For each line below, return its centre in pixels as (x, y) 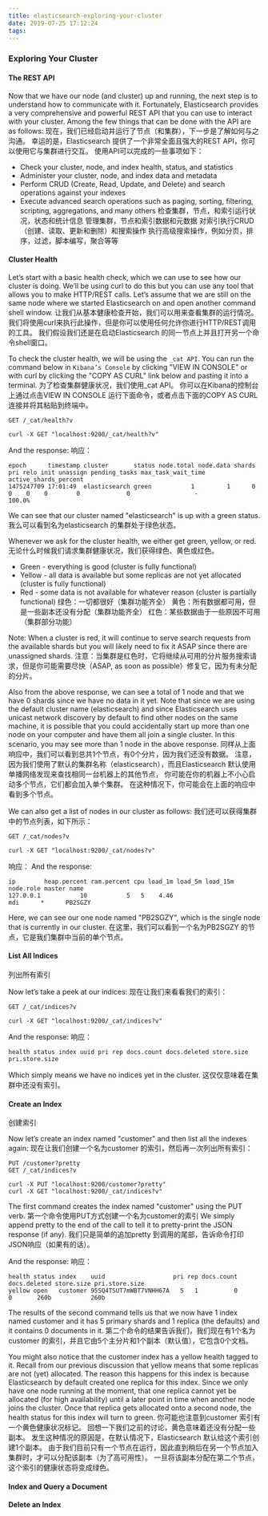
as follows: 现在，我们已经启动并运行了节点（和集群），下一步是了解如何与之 (134, 131)
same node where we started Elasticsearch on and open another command (132, 302)
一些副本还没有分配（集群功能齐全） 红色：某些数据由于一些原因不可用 (144, 611)
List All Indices (33, 956)
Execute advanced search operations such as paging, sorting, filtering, (136, 201)
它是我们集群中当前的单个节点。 (75, 937)
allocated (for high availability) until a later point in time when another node (132, 1400)
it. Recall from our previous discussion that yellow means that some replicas (134, 1365)
